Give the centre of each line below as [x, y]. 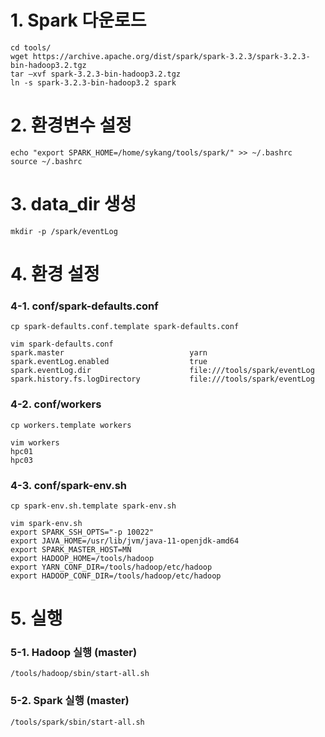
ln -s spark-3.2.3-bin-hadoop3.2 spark [93, 82]
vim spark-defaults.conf [62, 344]
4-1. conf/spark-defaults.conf [84, 306]
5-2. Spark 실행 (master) [70, 701]
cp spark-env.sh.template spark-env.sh [93, 506]
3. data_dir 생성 [73, 204]
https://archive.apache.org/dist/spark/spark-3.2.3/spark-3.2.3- [171, 56]
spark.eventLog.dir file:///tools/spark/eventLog [162, 371]
